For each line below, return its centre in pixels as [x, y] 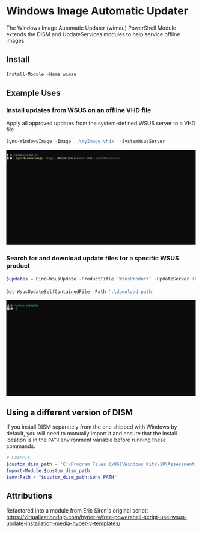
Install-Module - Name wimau [41, 74]
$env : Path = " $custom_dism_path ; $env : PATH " [62, 478]
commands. [21, 446]
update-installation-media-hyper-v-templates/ [63, 523]
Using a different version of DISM [70, 412]
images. [16, 40]
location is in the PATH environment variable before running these [86, 440]
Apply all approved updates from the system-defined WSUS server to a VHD [101, 123]
